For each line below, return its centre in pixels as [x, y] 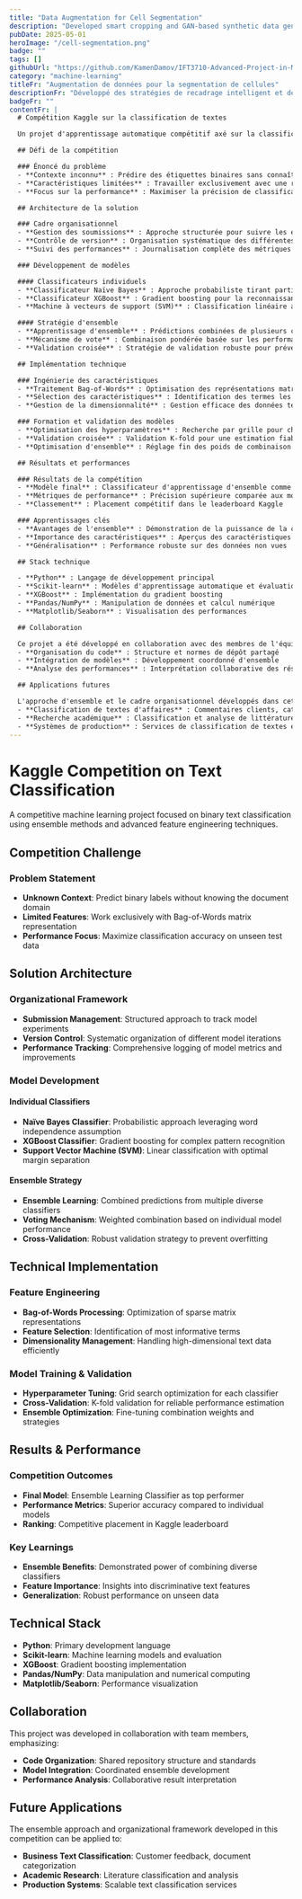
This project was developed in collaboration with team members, [129, 1733]
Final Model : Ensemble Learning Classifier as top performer [133, 1495]
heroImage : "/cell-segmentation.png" [80, 43]
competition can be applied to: [66, 1839]
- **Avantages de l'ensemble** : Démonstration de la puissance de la [152, 528]
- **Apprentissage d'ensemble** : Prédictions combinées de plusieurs [152, 332]
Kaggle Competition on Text [116, 771]
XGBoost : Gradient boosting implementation [104, 1664]
